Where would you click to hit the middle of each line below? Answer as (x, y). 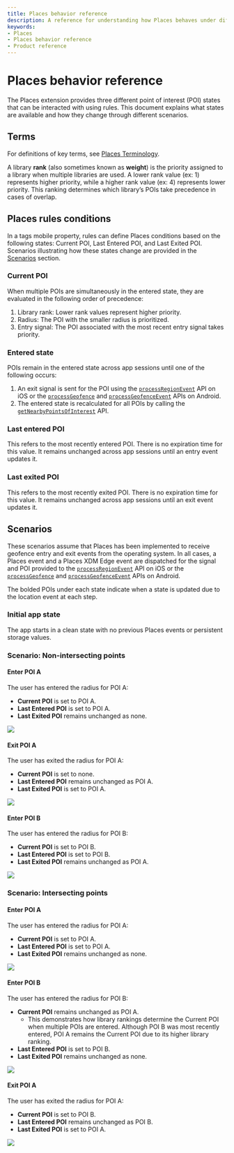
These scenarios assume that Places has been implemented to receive (109, 546)
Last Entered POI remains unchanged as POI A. (85, 781)
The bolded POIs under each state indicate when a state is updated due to (114, 589)
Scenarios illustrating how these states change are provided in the (102, 250)
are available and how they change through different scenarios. (98, 115)
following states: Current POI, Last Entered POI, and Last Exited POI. (105, 243)
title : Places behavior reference (57, 14)
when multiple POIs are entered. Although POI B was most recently (124, 1027)
